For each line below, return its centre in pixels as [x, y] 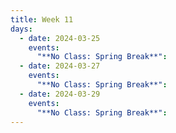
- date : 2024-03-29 [60, 94]
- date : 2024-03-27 [60, 66]
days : [21, 29]
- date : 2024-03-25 [60, 38]
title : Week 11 [42, 19]
